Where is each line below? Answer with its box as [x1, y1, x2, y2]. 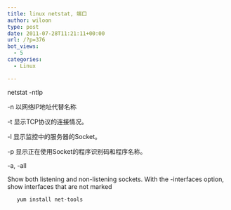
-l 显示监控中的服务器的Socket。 [7, 132, 102, 140]
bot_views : [7, 43, 39, 50]
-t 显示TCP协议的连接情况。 [7, 117, 88, 126]
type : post [7, 23, 39, 30]
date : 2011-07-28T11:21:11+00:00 [7, 29, 105, 37]
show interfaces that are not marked [7, 182, 112, 190]
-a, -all [7, 161, 27, 169]
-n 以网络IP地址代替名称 [7, 103, 77, 111]
